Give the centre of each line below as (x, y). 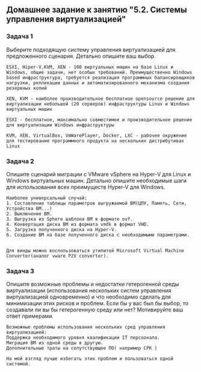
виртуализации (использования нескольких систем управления (89, 291)
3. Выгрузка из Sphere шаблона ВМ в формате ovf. (70, 219)
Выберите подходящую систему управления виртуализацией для (91, 49)
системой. (19, 364)
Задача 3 (20, 271)
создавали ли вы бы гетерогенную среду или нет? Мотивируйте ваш (95, 310)
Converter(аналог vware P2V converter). (58, 256)
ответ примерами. (30, 316)
